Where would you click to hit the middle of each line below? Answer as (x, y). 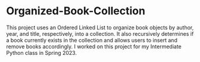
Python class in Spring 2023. (42, 52)
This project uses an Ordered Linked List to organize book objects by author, (100, 27)
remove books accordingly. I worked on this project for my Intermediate (94, 46)
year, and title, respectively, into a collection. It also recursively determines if (100, 33)
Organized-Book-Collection (76, 11)
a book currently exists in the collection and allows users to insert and (92, 40)
